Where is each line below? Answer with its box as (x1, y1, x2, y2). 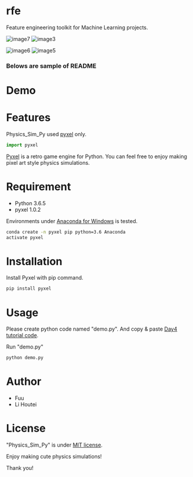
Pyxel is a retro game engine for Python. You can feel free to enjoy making (6, 153, 188, 160)
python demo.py (6, 355, 44, 361)
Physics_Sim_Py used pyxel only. (6, 130, 87, 137)
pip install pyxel (6, 285, 52, 292)
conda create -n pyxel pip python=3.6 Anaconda (6, 229, 126, 235)
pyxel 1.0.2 (14, 206, 41, 213)
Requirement (6, 180, 71, 194)
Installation (6, 255, 63, 268)
